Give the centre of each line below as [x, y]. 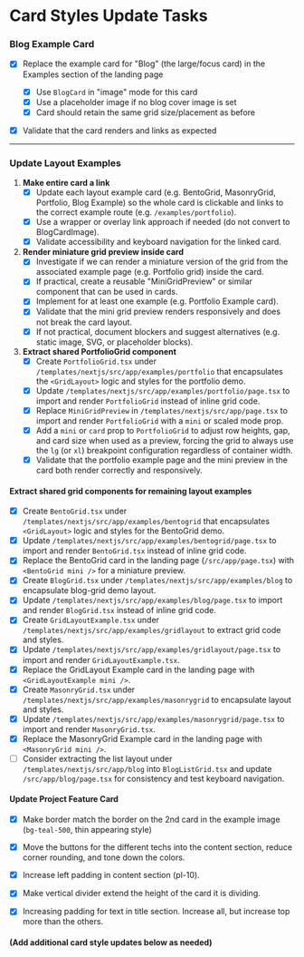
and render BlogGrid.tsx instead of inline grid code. [119, 610]
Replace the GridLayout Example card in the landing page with [138, 669]
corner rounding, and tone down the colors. [104, 857]
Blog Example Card [52, 44]
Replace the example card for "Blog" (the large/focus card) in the [143, 63]
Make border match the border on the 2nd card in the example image [151, 820]
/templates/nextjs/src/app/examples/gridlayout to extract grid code [152, 630]
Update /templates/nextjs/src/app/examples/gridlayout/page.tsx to [152, 649]
